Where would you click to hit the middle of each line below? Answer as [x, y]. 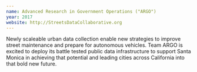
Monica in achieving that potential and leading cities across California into [96, 58]
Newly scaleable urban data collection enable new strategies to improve [94, 39]
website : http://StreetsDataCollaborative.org [64, 22]
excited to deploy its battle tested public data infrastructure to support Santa [98, 52]
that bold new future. [31, 64]
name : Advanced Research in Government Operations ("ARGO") [81, 11]
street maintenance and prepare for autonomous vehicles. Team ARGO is [95, 45]
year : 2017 [19, 17]
